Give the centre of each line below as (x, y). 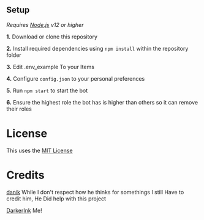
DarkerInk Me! (24, 210)
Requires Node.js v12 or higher (45, 24)
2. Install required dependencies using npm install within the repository (97, 48)
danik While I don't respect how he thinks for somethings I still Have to (95, 192)
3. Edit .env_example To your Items (51, 67)
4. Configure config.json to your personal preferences (76, 78)
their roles (19, 109)
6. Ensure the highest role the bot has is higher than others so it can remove (102, 102)
